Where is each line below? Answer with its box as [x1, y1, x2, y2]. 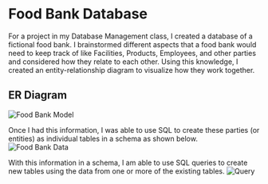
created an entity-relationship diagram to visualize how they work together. [8, 65, 255, 74]
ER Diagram [8, 89, 68, 102]
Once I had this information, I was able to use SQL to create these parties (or [8, 125, 260, 134]
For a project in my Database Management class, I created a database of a [8, 31, 253, 41]
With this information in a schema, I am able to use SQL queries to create [8, 158, 248, 167]
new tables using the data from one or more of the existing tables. [8, 166, 225, 176]
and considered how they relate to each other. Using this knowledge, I [8, 57, 238, 66]
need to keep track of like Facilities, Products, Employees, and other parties [8, 48, 257, 58]
